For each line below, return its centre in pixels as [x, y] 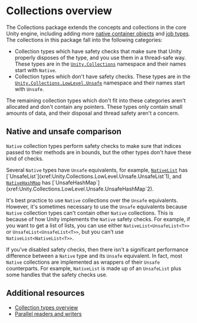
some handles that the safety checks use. [57, 274]
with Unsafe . [29, 89]
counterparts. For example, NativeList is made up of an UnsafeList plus [94, 268]
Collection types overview [46, 307]
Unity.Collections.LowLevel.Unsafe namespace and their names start [100, 83]
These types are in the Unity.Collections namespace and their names [100, 64]
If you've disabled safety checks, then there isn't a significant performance [97, 249]
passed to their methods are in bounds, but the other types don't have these [99, 152]
